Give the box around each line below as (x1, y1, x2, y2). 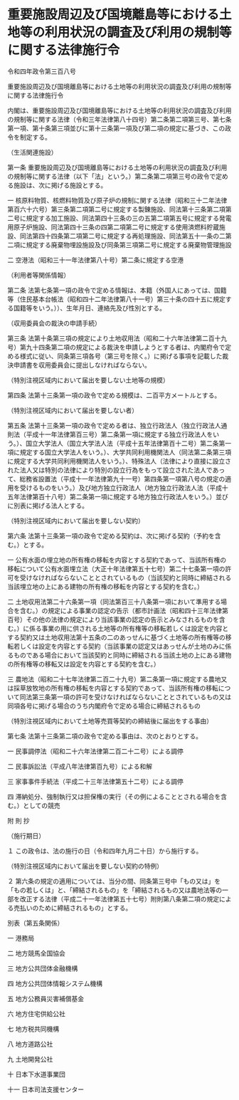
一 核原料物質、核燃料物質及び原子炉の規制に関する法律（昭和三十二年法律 (7, 196, 228, 204)
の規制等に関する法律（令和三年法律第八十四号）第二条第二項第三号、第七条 (7, 115, 232, 123)
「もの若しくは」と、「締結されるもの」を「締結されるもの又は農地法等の (7, 886, 223, 894)
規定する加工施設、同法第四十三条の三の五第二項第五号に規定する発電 (26, 214, 232, 222)
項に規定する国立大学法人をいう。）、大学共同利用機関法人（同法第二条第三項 (7, 448, 232, 456)
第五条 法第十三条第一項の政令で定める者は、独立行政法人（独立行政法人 (7, 421, 221, 429)
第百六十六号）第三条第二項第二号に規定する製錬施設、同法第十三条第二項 (7, 204, 225, 214)
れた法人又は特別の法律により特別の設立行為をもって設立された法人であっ (7, 466, 225, 474)
